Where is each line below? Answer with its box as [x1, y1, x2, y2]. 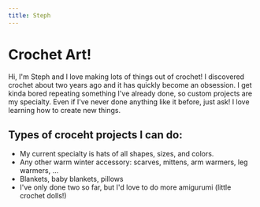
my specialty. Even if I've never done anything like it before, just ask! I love [8, 96, 250, 107]
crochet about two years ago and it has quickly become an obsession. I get [8, 80, 252, 89]
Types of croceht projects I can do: [8, 128, 183, 141]
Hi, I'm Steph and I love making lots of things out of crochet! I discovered [8, 72, 245, 81]
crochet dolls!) [19, 191, 67, 201]
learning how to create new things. [8, 105, 121, 115]
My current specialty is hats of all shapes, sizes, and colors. [19, 149, 214, 159]
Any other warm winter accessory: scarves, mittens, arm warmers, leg [19, 157, 248, 167]
